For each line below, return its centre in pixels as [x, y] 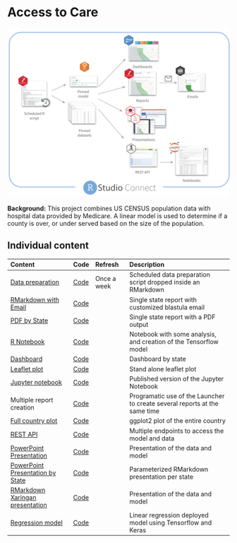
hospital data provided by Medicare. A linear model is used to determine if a [117, 215]
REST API [24, 434]
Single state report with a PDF [172, 317]
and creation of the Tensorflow [174, 342]
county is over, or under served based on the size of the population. [106, 223]
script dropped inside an [165, 282]
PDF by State [29, 321]
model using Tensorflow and [171, 523]
